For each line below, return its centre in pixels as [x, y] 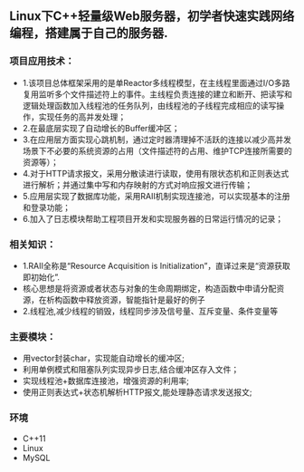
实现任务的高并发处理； [82, 117]
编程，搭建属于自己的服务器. [89, 33]
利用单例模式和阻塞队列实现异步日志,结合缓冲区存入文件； [131, 370]
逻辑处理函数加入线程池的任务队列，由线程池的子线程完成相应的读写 [149, 105]
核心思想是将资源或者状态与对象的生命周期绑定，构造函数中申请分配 [149, 288]
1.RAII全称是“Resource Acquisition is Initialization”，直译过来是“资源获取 [157, 265]
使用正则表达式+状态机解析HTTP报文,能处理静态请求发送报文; [137, 392]
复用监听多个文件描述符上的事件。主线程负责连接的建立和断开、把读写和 [157, 94]
